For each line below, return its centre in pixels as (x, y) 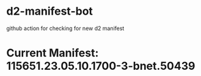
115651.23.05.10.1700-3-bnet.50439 (101, 66)
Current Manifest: (53, 53)
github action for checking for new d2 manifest (65, 28)
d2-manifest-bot (50, 11)
